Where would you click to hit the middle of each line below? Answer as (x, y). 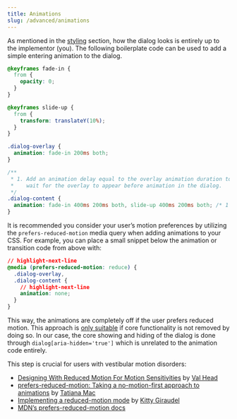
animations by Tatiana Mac (56, 393)
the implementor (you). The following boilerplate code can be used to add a (117, 48)
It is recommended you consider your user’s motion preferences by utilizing (117, 225)
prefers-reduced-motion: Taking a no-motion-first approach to (108, 385)
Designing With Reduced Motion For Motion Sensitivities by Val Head (118, 378)
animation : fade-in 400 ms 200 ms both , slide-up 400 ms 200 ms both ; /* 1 (121, 206)
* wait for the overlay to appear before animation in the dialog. (116, 185)
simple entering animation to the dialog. (65, 55)
